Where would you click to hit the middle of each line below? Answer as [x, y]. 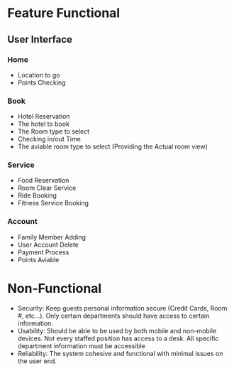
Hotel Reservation [44, 117]
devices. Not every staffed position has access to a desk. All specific [118, 338]
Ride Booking [37, 195]
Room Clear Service [47, 188]
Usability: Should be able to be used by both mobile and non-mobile [117, 330]
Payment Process [43, 252]
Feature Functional [64, 13]
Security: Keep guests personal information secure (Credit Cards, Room [122, 308]
